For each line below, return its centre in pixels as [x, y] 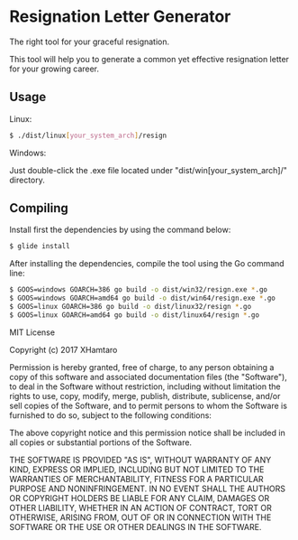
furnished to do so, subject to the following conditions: [110, 415]
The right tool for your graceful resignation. [90, 42]
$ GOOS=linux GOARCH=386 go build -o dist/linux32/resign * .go [131, 307]
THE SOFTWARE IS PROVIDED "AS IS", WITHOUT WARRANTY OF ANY [140, 460]
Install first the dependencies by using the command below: [120, 230]
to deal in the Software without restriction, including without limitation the [145, 386]
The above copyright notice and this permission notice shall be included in [147, 433]
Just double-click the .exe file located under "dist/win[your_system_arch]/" [149, 170]
